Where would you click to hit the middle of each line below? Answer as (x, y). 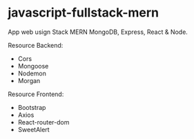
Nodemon (32, 73)
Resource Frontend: (36, 94)
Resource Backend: (36, 45)
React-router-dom (43, 122)
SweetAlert (34, 129)
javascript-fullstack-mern (84, 13)
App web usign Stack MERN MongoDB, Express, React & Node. (98, 32)
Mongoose (33, 66)
